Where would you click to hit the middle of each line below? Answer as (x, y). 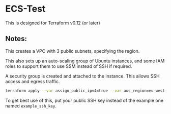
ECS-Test (25, 9)
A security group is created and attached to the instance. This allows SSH (82, 76)
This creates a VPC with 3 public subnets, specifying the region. (73, 51)
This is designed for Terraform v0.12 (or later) (53, 23)
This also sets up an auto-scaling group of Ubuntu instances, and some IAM (85, 61)
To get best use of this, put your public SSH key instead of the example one (84, 100)
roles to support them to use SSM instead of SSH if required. (69, 66)
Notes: (16, 39)
